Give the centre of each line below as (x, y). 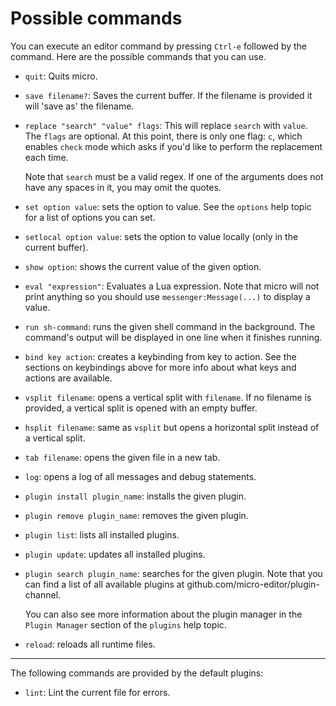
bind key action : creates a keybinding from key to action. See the (160, 356)
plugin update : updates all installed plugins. (115, 554)
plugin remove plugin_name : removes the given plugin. (136, 515)
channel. (43, 594)
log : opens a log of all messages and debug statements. (140, 476)
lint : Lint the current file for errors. (97, 692)
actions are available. (68, 378)
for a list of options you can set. (90, 217)
